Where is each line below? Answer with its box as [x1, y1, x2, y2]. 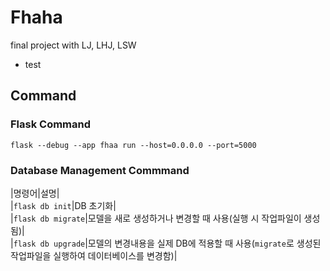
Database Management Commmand [10, 163, 190, 177]
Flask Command [10, 117, 92, 131]
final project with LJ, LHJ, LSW [10, 39, 137, 51]
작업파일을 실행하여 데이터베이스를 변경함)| [10, 249, 178, 261]
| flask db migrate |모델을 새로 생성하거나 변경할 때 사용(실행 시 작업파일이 [10, 212, 302, 224]
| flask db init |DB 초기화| [10, 199, 117, 211]
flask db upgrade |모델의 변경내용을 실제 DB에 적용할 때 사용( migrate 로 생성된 [13, 237, 322, 249]
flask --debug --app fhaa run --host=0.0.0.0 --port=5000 [10, 140, 257, 150]
